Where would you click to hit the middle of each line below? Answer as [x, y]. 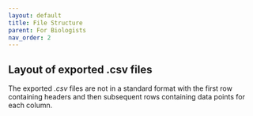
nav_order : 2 [30, 37]
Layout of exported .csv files [80, 69]
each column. [30, 105]
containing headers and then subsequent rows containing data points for [126, 97]
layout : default [35, 15]
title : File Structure [45, 23]
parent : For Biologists [47, 30]
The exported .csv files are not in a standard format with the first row [121, 88]
